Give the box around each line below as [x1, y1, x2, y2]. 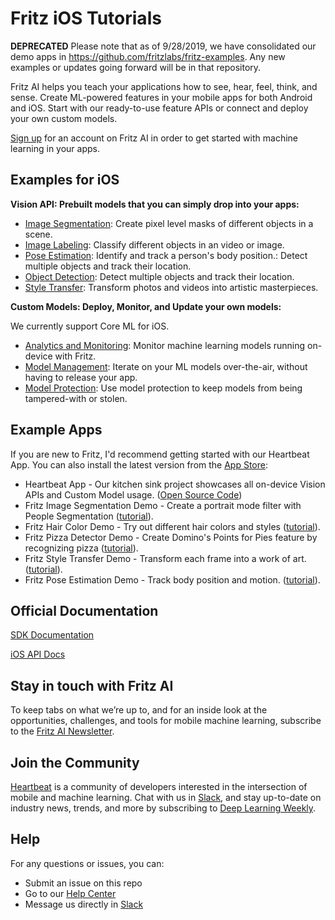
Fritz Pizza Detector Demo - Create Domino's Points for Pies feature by [24, 531, 318, 543]
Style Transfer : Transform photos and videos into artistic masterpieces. [24, 281, 319, 293]
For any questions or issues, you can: [10, 857, 165, 869]
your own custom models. [10, 112, 118, 124]
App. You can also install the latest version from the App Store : [10, 458, 268, 471]
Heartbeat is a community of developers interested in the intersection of [10, 781, 308, 792]
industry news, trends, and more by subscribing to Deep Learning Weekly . [10, 802, 317, 814]
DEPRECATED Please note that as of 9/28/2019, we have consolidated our [10, 40, 317, 52]
